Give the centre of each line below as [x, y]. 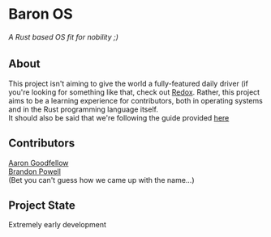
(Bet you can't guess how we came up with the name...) [101, 180]
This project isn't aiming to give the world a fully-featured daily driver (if [129, 83]
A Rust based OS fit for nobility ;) [64, 36]
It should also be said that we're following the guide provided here [119, 117]
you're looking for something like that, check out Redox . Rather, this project [134, 92]
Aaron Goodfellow [39, 163]
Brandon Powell [34, 171]
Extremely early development [58, 225]
